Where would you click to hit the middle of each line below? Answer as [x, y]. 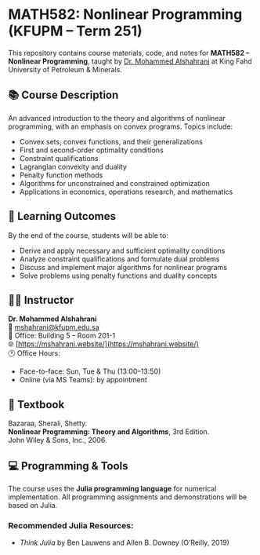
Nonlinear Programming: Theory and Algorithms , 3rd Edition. [109, 432]
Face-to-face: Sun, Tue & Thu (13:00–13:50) [90, 371]
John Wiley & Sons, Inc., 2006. [58, 440]
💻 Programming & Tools [68, 466]
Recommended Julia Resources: [71, 525]
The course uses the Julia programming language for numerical [112, 489]
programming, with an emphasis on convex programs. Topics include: [121, 126]
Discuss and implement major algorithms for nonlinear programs [123, 267]
